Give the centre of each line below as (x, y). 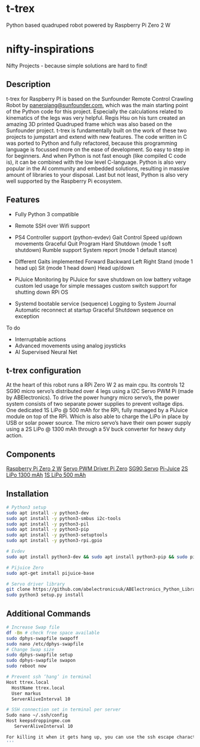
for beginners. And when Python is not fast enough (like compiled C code (96, 155)
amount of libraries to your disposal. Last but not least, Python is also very (97, 175)
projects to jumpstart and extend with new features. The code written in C (97, 136)
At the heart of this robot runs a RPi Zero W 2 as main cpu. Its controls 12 (96, 385)
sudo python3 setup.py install (45, 595)
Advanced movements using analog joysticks (70, 346)
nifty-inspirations (50, 49)
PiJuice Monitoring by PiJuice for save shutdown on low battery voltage (103, 279)
